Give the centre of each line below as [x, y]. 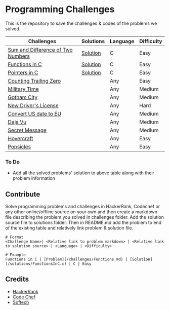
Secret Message [27, 130]
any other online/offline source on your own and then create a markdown [81, 212]
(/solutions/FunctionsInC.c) [36, 264]
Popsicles [19, 146]
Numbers [19, 56]
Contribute [23, 194]
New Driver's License [33, 105]
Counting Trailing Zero [34, 81]
